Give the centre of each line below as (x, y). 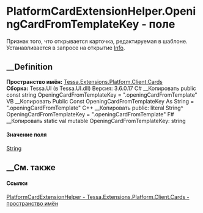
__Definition (30, 67)
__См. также (31, 167)
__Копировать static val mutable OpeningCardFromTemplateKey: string (96, 121)
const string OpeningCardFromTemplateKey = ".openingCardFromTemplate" (102, 95)
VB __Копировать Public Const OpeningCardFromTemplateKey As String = (100, 101)
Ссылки (17, 183)
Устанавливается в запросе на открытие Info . (66, 48)
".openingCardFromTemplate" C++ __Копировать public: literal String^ (95, 108)
